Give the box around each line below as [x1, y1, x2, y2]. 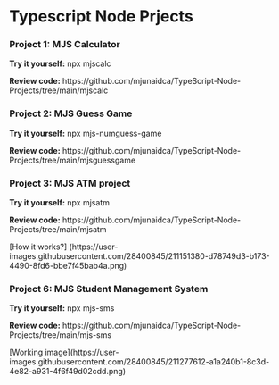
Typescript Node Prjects [9, 6, 193, 27]
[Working [9, 347, 44, 358]
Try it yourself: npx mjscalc [9, 58, 111, 69]
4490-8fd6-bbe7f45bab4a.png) [9, 261, 127, 272]
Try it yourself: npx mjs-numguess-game [9, 128, 162, 138]
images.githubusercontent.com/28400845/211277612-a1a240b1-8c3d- [9, 356, 270, 367]
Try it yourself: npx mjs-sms [9, 303, 115, 314]
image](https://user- [44, 347, 119, 358]
